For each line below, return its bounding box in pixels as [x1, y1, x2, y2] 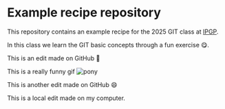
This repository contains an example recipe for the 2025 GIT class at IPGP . [7, 27, 219, 36]
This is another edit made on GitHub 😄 [7, 80, 118, 88]
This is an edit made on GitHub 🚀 [7, 53, 100, 62]
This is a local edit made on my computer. [7, 94, 126, 102]
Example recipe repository [7, 5, 162, 21]
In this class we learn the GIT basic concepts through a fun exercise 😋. [7, 40, 210, 49]
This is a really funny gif [7, 67, 76, 75]
